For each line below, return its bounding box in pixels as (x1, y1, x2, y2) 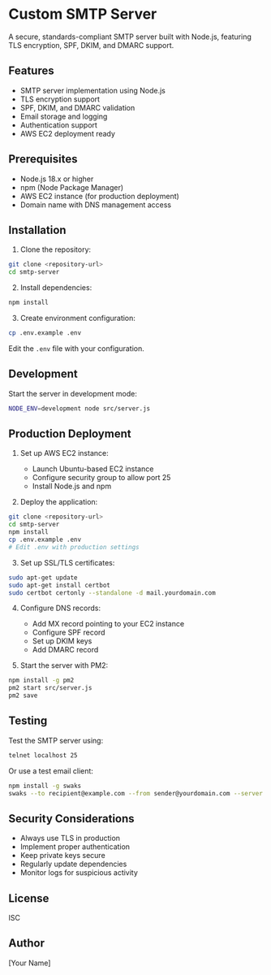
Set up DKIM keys (32, 636, 92, 646)
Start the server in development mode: (8, 388, 138, 398)
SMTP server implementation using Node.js (19, 85, 166, 95)
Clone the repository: (19, 245, 92, 254)
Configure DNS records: (19, 603, 101, 613)
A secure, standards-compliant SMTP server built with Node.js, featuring (8, 32, 252, 41)
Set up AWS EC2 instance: (19, 448, 109, 458)
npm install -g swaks (8, 782, 82, 790)
